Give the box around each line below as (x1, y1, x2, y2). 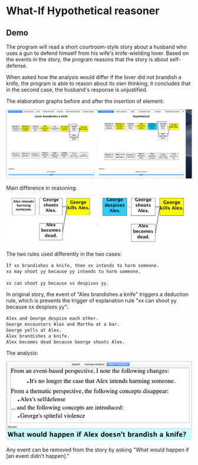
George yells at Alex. (6, 327, 62, 333)
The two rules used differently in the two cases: (6, 250, 122, 258)
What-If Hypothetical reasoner (6, 4, 160, 18)
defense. (6, 62, 28, 69)
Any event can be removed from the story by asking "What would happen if (6, 446, 190, 453)
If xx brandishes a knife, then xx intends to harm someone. (6, 262, 160, 268)
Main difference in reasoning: (6, 184, 78, 191)
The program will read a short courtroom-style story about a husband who (6, 43, 187, 50)
